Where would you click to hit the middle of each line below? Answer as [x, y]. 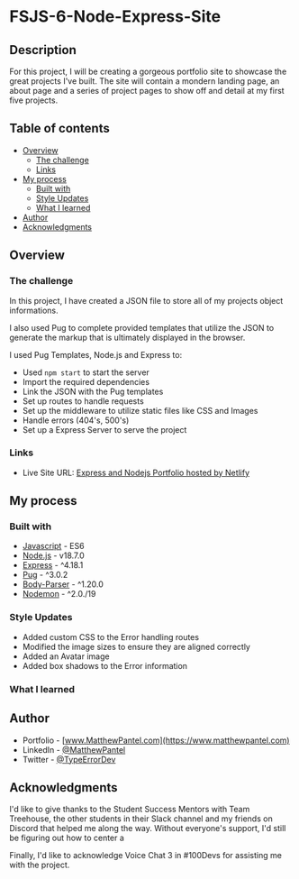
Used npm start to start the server [86, 372]
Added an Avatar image [66, 656]
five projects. [34, 100]
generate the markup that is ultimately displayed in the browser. [127, 337]
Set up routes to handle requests [83, 401]
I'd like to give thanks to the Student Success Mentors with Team [130, 810]
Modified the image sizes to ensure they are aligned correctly [136, 646]
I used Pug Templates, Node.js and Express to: [96, 354]
